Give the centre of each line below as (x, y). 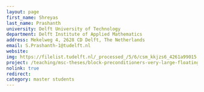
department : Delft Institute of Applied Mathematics (74, 34)
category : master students (40, 79)
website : (17, 51)
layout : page (23, 12)
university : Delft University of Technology (63, 29)
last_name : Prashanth (34, 23)
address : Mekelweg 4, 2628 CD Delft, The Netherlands (76, 40)
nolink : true (23, 68)
